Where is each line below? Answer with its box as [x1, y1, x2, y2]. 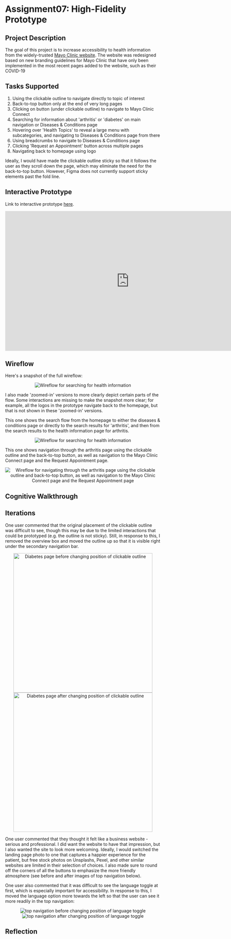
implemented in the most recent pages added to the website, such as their [5, 63, 156, 68]
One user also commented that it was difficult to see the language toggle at [5, 882, 158, 888]
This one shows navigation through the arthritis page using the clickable [5, 447, 152, 453]
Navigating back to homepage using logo [12, 148, 96, 154]
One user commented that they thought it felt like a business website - [5, 836, 148, 842]
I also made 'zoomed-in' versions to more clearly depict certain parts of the [5, 392, 159, 398]
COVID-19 [5, 68, 26, 74]
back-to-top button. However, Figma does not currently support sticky [5, 168, 148, 174]
